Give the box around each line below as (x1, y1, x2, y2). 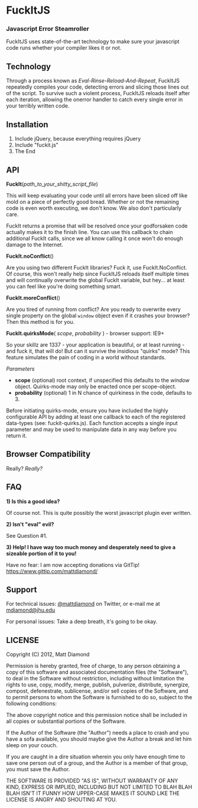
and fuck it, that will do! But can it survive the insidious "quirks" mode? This (6, 347, 190, 355)
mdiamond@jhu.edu (6, 606, 56, 614)
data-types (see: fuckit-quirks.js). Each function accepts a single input (6, 419, 178, 426)
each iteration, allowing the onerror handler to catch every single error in (6, 96, 183, 103)
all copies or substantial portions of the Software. (6, 718, 126, 725)
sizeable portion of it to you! (6, 550, 77, 557)
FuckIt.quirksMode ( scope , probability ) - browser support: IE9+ (6, 329, 164, 337)
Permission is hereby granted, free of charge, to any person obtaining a (6, 663, 180, 670)
